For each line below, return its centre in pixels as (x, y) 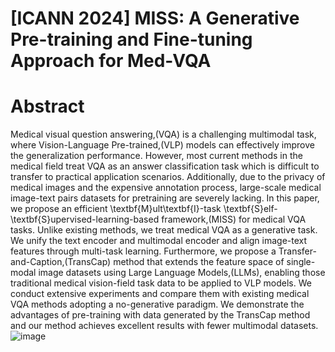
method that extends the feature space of (199, 262)
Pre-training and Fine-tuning (131, 39)
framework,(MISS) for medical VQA (234, 219)
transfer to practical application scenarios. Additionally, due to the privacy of (168, 177)
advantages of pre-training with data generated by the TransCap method (160, 315)
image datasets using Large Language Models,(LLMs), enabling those (182, 273)
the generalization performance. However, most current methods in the (156, 156)
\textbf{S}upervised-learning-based (85, 219)
